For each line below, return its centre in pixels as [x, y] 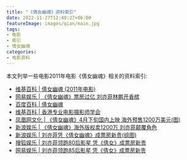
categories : [21, 52]
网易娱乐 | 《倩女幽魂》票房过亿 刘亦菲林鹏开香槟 [77, 96]
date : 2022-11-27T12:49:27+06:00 [49, 18]
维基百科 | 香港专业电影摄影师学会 [58, 112]
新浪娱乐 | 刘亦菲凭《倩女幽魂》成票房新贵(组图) [76, 135]
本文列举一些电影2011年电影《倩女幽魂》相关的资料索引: [77, 76]
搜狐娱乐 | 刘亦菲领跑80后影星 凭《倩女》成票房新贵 [81, 142]
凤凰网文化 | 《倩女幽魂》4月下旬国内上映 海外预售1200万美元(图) [98, 120]
